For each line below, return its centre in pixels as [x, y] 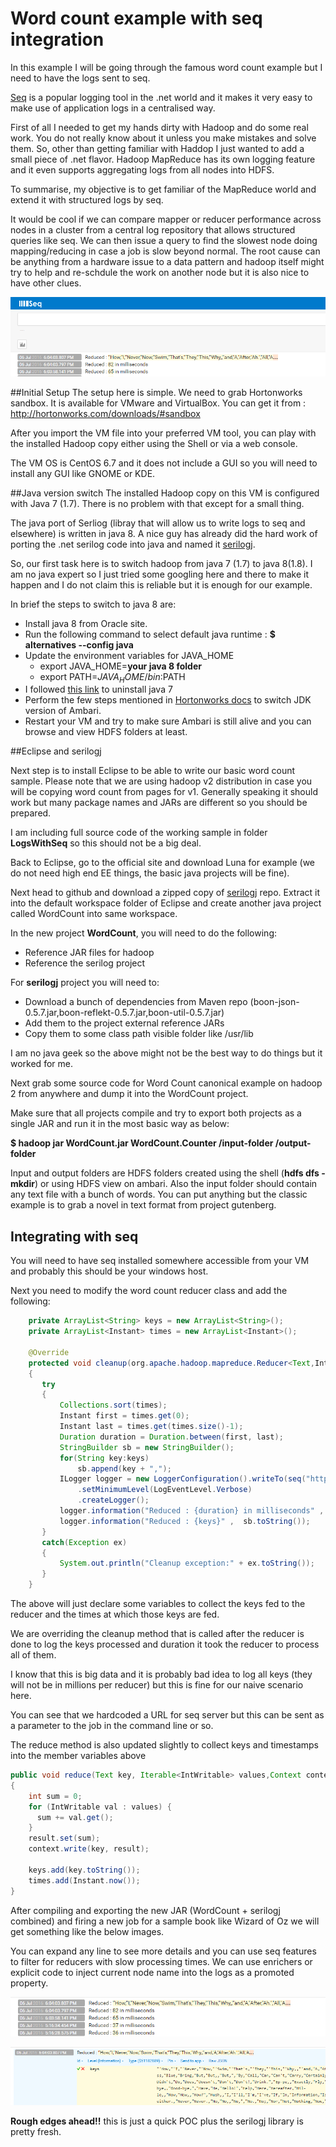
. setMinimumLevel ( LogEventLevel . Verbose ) [165, 1490]
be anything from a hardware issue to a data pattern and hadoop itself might [167, 261]
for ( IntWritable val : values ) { [100, 1807]
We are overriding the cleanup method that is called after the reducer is [157, 1633]
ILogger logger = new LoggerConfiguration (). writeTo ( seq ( [183, 1479]
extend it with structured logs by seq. [87, 199]
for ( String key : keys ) [104, 1458]
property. [29, 1983]
